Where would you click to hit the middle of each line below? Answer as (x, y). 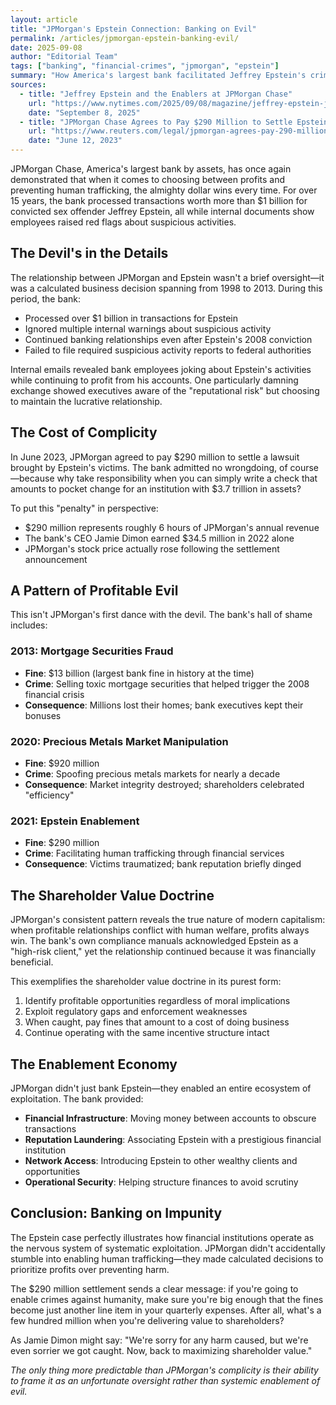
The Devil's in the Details (89, 253)
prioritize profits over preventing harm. (90, 1269)
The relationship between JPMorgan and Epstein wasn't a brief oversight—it (167, 277)
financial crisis (54, 694)
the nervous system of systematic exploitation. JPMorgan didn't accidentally (168, 1248)
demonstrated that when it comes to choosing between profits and (148, 179)
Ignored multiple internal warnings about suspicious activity (148, 328)
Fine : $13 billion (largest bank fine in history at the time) (139, 673)
